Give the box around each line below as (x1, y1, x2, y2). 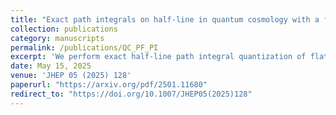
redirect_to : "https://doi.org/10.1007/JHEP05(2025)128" (10, 89, 253, 99)
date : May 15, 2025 (10, 61, 92, 71)
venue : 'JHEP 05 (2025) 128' (10, 71, 132, 81)
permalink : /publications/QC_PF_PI (10, 42, 159, 53)
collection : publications (10, 24, 118, 34)
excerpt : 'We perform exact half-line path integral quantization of (10, 52, 307, 62)
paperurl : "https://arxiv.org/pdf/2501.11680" (10, 80, 208, 90)
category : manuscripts (10, 33, 105, 43)
